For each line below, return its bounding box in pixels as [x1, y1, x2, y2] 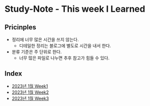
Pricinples [4, 23, 36, 31]
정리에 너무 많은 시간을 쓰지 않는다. [11, 37, 79, 42]
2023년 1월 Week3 [11, 95, 49, 101]
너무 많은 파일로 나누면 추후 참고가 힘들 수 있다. [19, 55, 110, 61]
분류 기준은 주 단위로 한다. [11, 49, 62, 54]
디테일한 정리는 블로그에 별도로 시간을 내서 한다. [19, 43, 111, 49]
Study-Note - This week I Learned [4, 3, 146, 15]
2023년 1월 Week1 [11, 83, 48, 89]
